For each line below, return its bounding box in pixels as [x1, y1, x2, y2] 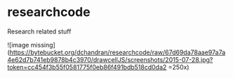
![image [7, 40, 29, 49]
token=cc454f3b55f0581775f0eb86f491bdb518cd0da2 [7, 63, 167, 71]
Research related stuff [7, 27, 72, 36]
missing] [30, 40, 56, 49]
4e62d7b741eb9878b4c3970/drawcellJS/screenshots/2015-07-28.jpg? [7, 55, 213, 63]
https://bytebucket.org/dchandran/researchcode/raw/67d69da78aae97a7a [9, 48, 226, 56]
